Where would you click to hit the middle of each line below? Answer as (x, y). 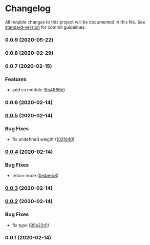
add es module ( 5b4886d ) (38, 90)
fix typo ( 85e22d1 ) (31, 225)
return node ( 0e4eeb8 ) (35, 176)
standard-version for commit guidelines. (45, 27)
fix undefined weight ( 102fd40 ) (43, 139)
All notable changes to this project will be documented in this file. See (75, 22)
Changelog (28, 9)
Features (16, 79)
